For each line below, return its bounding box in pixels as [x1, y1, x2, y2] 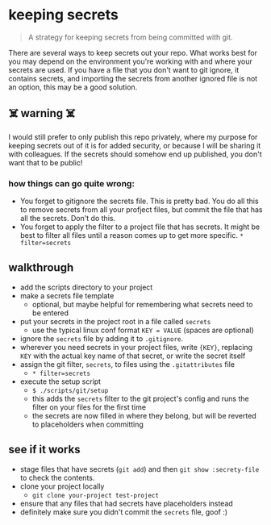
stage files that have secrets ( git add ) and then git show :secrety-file [19, 464, 260, 473]
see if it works [8, 443, 81, 456]
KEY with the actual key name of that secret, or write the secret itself [19, 351, 246, 360]
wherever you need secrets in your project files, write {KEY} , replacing [19, 342, 252, 352]
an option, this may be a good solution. [8, 82, 138, 92]
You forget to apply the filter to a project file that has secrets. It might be [19, 222, 261, 231]
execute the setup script [19, 377, 102, 386]
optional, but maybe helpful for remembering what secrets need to [31, 299, 253, 309]
